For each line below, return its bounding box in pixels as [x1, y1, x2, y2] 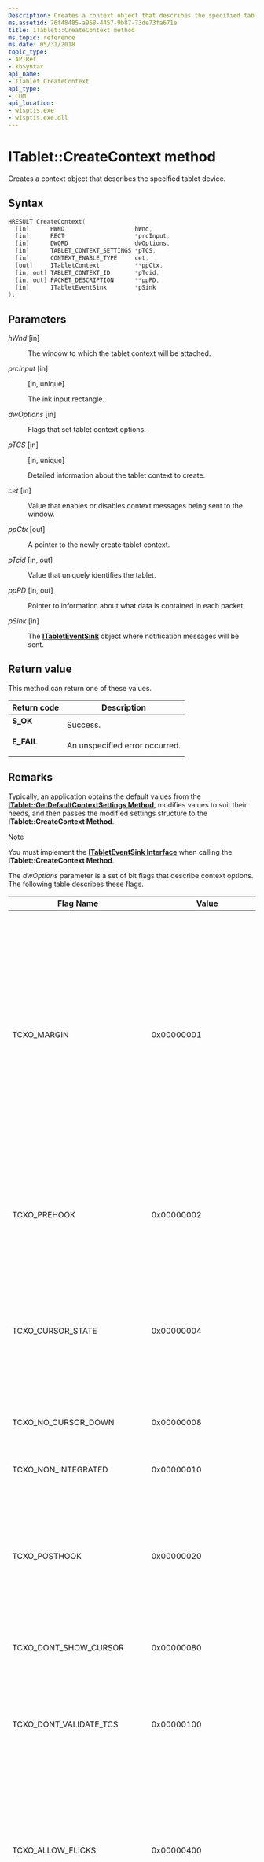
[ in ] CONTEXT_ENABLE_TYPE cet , [15, 254, 149, 262]
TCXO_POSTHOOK [12, 1550, 82, 1561]
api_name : [8, 70, 41, 78]
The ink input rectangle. [27, 394, 104, 404]
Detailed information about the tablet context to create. [27, 471, 206, 480]
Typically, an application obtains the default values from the [8, 792, 202, 801]
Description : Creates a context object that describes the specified [8, 11, 241, 20]
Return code [12, 702, 60, 713]
